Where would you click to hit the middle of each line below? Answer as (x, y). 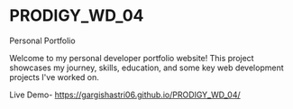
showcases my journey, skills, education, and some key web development (146, 68)
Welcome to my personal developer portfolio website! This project (132, 58)
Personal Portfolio (42, 41)
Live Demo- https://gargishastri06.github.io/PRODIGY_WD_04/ (125, 95)
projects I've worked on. (54, 77)
